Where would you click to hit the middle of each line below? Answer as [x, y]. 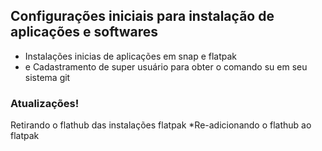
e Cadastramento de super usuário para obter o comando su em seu [166, 66]
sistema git [47, 77]
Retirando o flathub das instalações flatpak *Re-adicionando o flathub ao [161, 125]
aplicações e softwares [84, 32]
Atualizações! [45, 103]
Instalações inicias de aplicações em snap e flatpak [131, 56]
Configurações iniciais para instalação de [142, 16]
